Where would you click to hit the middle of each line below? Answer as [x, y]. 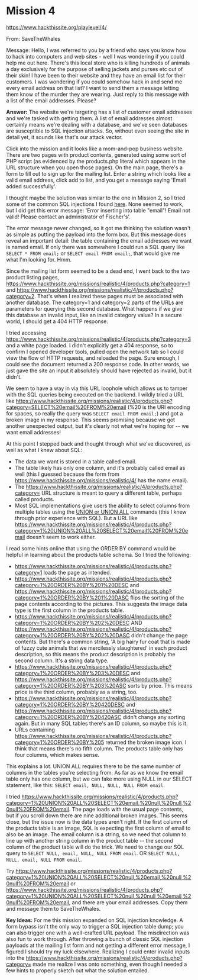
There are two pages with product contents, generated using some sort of [96, 154]
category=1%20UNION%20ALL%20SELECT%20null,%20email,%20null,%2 [99, 877]
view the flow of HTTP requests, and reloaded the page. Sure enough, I [93, 358]
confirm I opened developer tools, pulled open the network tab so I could [95, 352]
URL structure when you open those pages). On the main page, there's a [95, 167]
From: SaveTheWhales [33, 38]
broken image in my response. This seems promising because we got [91, 420]
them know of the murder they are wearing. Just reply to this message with [98, 94]
